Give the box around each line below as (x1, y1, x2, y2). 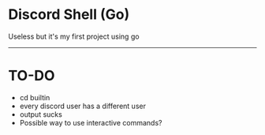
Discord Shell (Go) (8, 6, 130, 24)
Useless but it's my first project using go (8, 32, 140, 41)
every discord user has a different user (19, 101, 146, 111)
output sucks (19, 109, 63, 119)
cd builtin (19, 92, 50, 102)
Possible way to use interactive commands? (19, 118, 162, 127)
